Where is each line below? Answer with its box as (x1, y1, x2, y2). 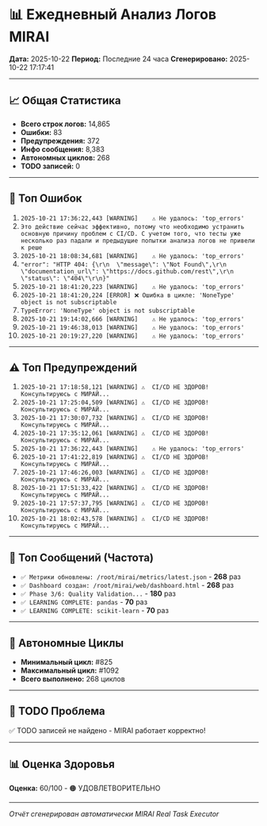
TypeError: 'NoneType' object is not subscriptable (20, 307, 195, 315)
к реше (20, 243, 43, 252)
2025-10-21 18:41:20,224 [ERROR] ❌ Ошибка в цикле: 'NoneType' (20, 291, 235, 299)
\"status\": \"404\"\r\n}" (20, 274, 110, 282)
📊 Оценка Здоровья (9, 758, 116, 771)
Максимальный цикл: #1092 (20, 666, 120, 675)
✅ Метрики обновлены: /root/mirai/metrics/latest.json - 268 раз (20, 572, 241, 581)
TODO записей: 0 (20, 161, 81, 171)
